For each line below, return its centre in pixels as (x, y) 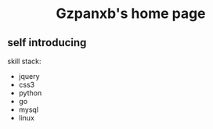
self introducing (47, 43)
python (30, 93)
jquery (29, 76)
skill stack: (24, 61)
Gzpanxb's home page (131, 14)
